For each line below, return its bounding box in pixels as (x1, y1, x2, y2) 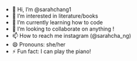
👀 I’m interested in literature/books (12, 12, 98, 20)
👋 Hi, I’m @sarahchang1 (12, 6, 72, 13)
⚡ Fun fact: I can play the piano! (12, 48, 92, 55)
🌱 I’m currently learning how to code (12, 19, 103, 26)
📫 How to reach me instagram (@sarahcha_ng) (12, 32, 132, 39)
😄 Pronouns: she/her (12, 41, 65, 48)
